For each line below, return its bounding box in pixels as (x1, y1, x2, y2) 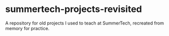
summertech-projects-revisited (5, 3, 142, 15)
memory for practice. (5, 25, 50, 31)
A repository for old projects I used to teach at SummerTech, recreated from (5, 20, 164, 26)
